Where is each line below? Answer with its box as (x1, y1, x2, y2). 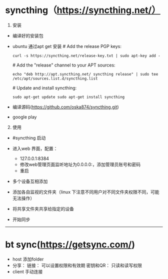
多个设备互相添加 (12, 178, 48, 184)
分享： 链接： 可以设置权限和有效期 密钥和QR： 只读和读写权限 (12, 262, 142, 268)
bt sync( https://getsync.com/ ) (5, 239, 135, 250)
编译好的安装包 (12, 32, 43, 38)
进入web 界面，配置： (12, 145, 58, 151)
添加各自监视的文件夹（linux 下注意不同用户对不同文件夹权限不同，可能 (12, 188, 159, 195)
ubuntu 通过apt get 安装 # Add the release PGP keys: (12, 43, 121, 49)
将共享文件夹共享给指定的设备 (12, 205, 74, 211)
